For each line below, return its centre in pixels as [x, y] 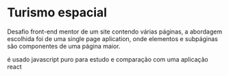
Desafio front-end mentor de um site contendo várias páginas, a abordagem [115, 31]
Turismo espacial [57, 13]
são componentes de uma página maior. [64, 46]
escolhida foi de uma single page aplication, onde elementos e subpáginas [112, 38]
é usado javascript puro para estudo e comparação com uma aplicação [108, 59]
